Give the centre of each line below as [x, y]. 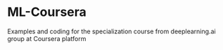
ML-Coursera [47, 12]
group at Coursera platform [47, 38]
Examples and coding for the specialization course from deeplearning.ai [111, 31]
